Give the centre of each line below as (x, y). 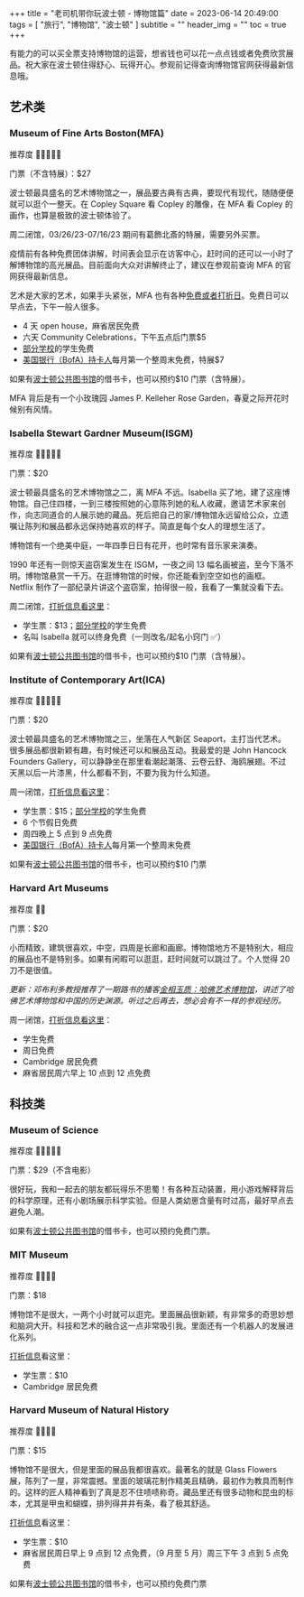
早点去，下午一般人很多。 (57, 306)
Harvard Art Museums (59, 888)
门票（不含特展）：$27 (51, 173)
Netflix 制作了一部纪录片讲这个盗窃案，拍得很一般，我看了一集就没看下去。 (149, 587)
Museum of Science (54, 1129)
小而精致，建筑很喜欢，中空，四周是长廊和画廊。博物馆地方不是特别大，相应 (152, 947)
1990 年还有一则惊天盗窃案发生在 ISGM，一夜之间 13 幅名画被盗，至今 (140, 564)
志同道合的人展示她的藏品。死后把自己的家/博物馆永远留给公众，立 (157, 515)
